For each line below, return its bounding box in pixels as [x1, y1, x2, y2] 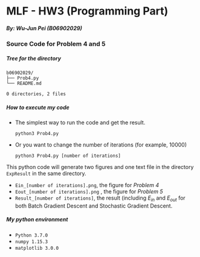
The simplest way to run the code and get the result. [15, 119, 146, 126]
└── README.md [6, 80, 42, 87]
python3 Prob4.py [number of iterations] [15, 153, 121, 159]
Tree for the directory [6, 54, 62, 62]
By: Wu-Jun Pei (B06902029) [6, 24, 83, 31]
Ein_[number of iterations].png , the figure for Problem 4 [15, 182, 160, 189]
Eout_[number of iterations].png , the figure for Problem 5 [15, 188, 163, 195]
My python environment [6, 216, 68, 223]
